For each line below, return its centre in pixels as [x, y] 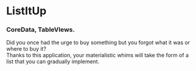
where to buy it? [26, 49]
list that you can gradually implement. [53, 61]
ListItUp [27, 11]
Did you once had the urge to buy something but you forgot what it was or [98, 42]
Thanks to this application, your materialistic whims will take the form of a [97, 55]
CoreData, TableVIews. [41, 30]
